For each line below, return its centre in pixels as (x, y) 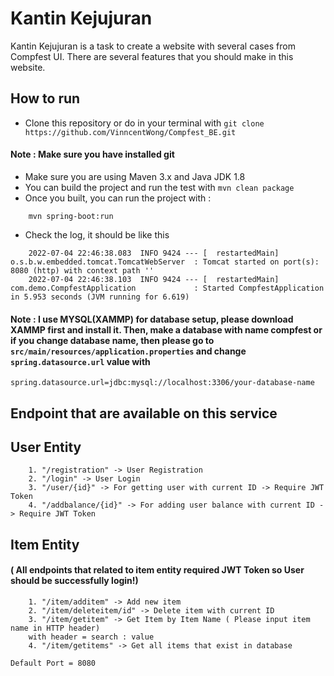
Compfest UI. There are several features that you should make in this (152, 56)
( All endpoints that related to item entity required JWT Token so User (157, 570)
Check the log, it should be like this (97, 234)
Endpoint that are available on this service (144, 413)
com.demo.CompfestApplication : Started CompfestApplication (167, 288)
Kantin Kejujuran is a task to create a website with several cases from (153, 46)
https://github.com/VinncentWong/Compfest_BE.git (130, 132)
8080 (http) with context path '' (82, 270)
